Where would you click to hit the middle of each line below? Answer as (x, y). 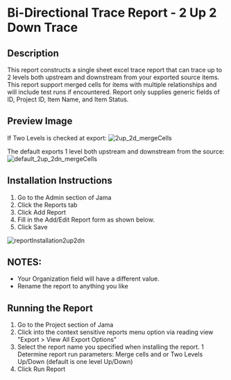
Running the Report (50, 308)
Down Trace (43, 27)
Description (33, 53)
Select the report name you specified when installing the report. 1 (111, 347)
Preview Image (40, 121)
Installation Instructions (60, 181)
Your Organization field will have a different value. (88, 279)
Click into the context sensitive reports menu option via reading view (115, 332)
